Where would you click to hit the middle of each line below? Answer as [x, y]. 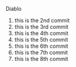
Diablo [14, 9]
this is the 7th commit [41, 53]
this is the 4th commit [41, 33]
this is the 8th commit [41, 59]
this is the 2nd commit [42, 20]
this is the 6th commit [41, 46]
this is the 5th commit [41, 40]
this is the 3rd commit [41, 27]
